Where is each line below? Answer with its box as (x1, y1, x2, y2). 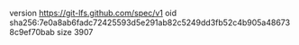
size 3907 (57, 27, 94, 37)
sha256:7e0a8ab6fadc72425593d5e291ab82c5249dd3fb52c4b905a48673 (9, 17, 291, 28)
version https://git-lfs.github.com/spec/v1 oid (9, 8, 177, 18)
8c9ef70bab (9, 27, 56, 37)
